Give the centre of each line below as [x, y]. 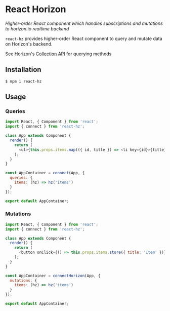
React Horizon [36, 9]
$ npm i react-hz [24, 81]
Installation [23, 70]
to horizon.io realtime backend [37, 28]
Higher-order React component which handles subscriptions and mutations [84, 23]
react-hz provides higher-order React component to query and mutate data [84, 38]
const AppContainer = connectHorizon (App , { [53, 276]
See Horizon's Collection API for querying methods [58, 54]
